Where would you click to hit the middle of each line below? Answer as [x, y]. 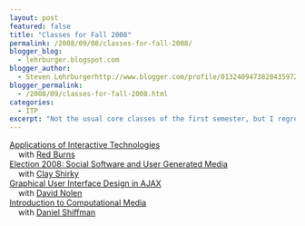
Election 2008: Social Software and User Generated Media [119, 164]
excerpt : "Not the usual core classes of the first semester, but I [142, 119]
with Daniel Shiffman [57, 212]
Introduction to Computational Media [78, 203]
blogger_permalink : [46, 85]
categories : [32, 102]
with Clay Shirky [49, 174]
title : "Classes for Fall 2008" [70, 34]
